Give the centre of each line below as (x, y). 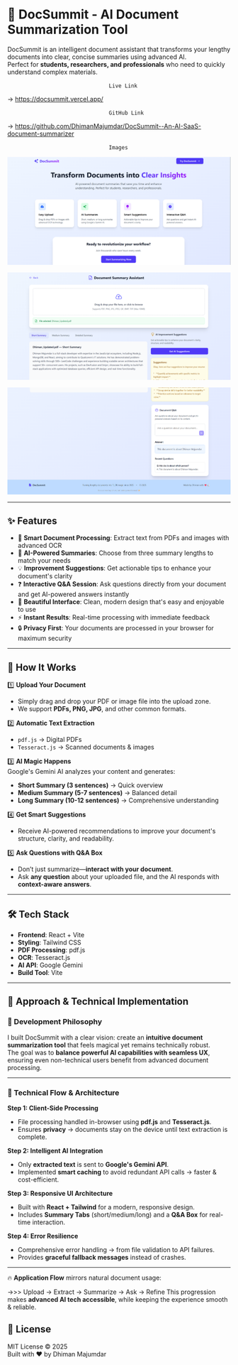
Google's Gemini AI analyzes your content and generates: (91, 772)
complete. (32, 1137)
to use (27, 610)
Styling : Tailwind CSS (49, 943)
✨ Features (32, 521)
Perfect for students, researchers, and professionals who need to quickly (116, 64)
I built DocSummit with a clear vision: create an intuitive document (105, 1037)
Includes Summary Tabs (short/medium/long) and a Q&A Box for (113, 1215)
